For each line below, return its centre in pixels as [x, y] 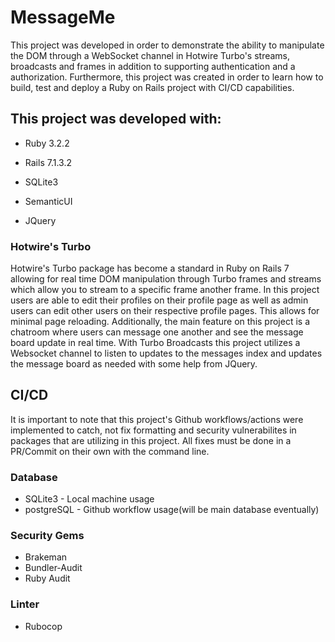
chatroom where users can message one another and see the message [157, 332]
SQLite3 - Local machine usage [89, 499]
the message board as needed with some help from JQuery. [134, 364]
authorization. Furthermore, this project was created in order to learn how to [167, 77]
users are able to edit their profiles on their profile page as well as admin [159, 300]
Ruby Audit [47, 578]
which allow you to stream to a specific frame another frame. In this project [165, 290]
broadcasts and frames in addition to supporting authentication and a [153, 66]
